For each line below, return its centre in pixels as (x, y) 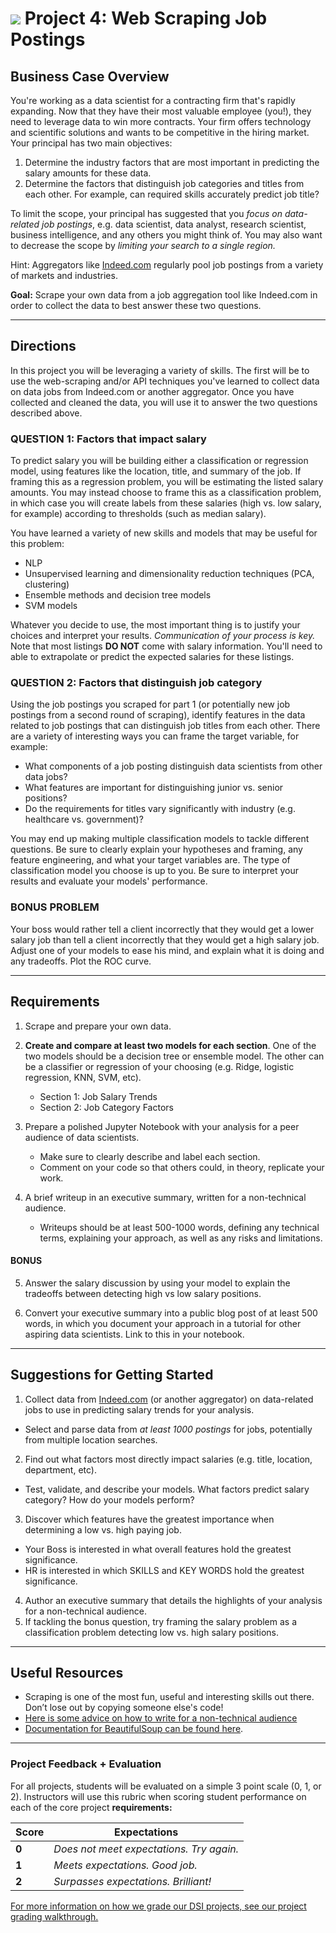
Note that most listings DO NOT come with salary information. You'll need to (166, 646)
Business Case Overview (90, 76)
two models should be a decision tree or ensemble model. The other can (174, 1056)
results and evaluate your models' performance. (109, 881)
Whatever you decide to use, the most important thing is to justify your (155, 625)
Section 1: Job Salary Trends (98, 1096)
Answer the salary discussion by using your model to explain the (157, 1283)
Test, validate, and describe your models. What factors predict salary (167, 1489)
